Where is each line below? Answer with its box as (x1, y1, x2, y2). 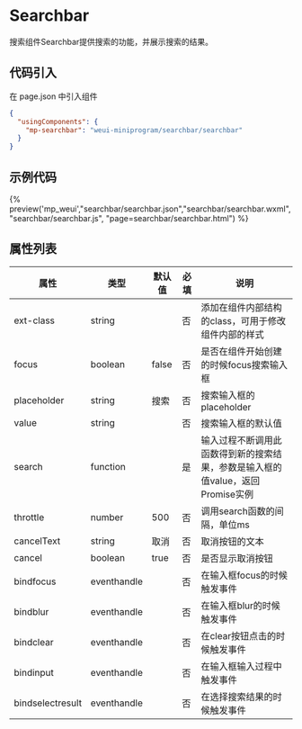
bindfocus (13, 575, 57, 588)
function (90, 460, 126, 472)
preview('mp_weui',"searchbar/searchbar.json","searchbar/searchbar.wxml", (9, 203, 291, 214)
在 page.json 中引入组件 (9, 91, 98, 102)
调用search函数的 (200, 505, 276, 517)
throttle (13, 510, 45, 523)
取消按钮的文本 (200, 535, 264, 547)
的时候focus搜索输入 (200, 358, 289, 371)
